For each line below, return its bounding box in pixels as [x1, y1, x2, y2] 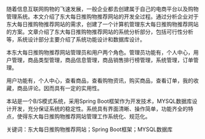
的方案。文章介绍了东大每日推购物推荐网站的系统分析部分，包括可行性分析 [6, 28, 193, 35]
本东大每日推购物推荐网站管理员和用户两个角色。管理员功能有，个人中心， [6, 49, 193, 56]
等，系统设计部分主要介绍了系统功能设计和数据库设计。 [6, 36, 145, 43]
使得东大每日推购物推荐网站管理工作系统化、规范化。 [16, 113, 151, 120]
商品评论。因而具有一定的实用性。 [16, 85, 103, 91]
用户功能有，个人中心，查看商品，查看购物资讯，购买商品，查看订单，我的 [6, 77, 193, 84]
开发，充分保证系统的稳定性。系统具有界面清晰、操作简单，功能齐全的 [11, 105, 188, 112]
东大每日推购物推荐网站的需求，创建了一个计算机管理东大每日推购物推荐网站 [6, 21, 199, 27]
